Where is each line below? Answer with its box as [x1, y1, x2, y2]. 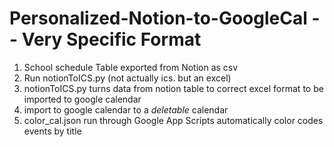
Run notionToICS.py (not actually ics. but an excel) [23, 72, 232, 84]
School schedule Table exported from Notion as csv [23, 61, 239, 73]
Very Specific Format [21, 28, 202, 51]
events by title [23, 125, 82, 137]
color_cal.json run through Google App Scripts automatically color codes [23, 114, 324, 126]
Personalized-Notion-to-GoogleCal [9, 7, 308, 30]
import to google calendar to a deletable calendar [23, 103, 229, 116]
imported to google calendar [23, 93, 142, 105]
